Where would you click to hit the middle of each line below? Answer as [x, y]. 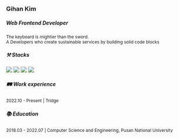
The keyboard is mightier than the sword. [48, 37]
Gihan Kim [21, 9]
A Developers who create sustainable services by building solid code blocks [83, 42]
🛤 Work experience [31, 84]
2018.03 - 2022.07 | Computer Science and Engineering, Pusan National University [89, 130]
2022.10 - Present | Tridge [32, 101]
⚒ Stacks [18, 55]
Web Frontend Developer [37, 23]
